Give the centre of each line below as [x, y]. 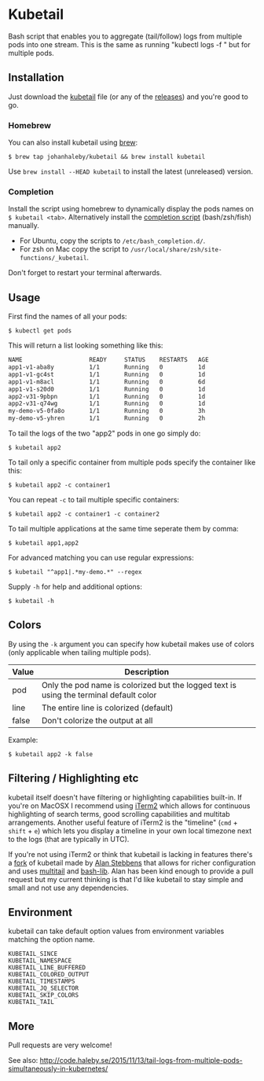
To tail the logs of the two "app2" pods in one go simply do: [104, 433]
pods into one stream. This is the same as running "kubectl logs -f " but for [129, 44]
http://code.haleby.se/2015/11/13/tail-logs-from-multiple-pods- [141, 1061]
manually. [24, 226]
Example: [23, 740]
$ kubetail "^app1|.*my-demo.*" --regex [75, 572]
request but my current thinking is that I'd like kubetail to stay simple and [126, 879]
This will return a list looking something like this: [86, 346]
